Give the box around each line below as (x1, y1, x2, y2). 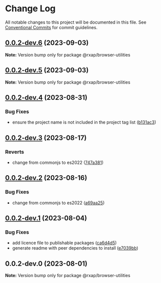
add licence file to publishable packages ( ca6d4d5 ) (12, 240, 117, 246)
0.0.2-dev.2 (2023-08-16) (5, 174, 88, 182)
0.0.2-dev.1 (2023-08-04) (5, 214, 87, 222)
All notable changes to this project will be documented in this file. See (5, 19, 147, 25)
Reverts (5, 148, 25, 155)
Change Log (5, 3, 56, 14)
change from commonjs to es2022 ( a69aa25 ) (12, 200, 105, 206)
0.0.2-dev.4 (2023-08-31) (5, 93, 88, 101)
